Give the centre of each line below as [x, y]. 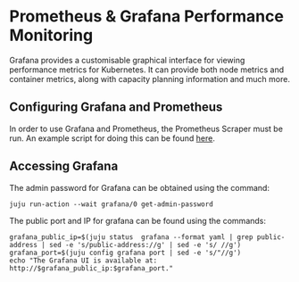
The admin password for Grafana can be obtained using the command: [140, 187]
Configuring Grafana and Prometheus [116, 108]
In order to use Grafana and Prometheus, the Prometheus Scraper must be [146, 129]
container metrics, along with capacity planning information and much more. [149, 79]
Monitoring [51, 35]
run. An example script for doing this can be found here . [112, 138]
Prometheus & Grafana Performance [146, 17]
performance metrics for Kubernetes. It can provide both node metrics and [146, 70]
